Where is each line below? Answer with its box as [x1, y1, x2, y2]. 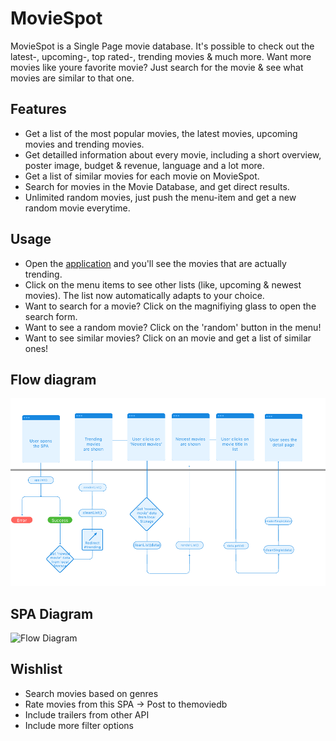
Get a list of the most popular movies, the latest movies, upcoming [24, 127, 298, 139]
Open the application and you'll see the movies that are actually [24, 257, 287, 269]
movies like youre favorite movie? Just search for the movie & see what [10, 61, 304, 73]
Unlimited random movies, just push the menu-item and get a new [24, 191, 297, 203]
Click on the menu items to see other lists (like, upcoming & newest [24, 278, 302, 291]
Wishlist [10, 661, 63, 678]
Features [10, 101, 67, 118]
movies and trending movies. [24, 138, 145, 150]
